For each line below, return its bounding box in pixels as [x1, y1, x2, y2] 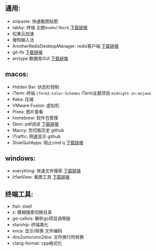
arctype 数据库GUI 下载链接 [12, 55, 68, 61]
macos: [5, 70, 29, 79]
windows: [5, 154, 36, 163]
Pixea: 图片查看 [12, 108, 43, 114]
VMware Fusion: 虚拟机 [12, 102, 60, 108]
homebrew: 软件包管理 [12, 115, 58, 121]
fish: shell [12, 203, 32, 209]
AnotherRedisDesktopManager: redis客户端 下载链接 [12, 43, 119, 49]
